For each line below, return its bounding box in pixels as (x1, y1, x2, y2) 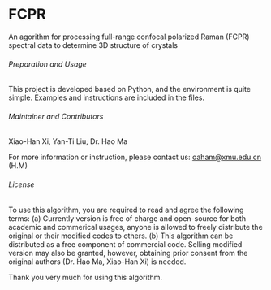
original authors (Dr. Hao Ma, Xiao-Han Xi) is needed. (8, 257, 187, 266)
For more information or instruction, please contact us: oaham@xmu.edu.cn (8, 152, 262, 162)
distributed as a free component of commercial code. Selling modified (8, 239, 243, 249)
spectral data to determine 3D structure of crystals (8, 40, 179, 50)
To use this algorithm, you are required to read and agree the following (8, 205, 244, 214)
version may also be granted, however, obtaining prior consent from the (8, 248, 248, 258)
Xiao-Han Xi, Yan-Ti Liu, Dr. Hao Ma (8, 136, 128, 146)
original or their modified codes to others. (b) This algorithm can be (8, 231, 234, 240)
